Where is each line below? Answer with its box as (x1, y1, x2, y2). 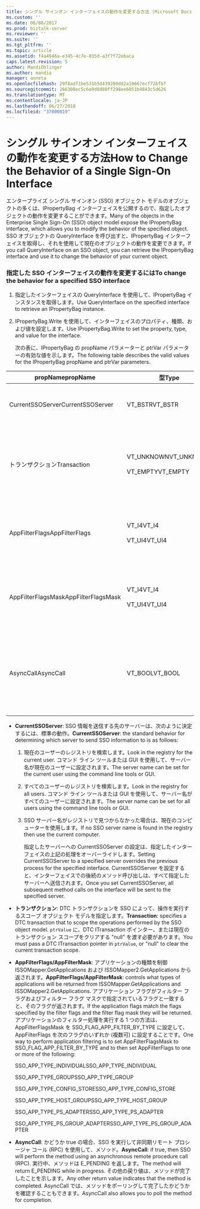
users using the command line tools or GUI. (23, 804, 130, 812)
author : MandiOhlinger (6, 64, 62, 70)
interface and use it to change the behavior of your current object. (6, 253, 168, 260)
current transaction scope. (14, 946, 80, 954)
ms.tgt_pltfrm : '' (6, 42, 52, 48)
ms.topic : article (6, 48, 52, 54)
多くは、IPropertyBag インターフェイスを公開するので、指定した (21, 205, 180, 212)
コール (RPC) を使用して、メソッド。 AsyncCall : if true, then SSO (32, 1146, 191, 1153)
